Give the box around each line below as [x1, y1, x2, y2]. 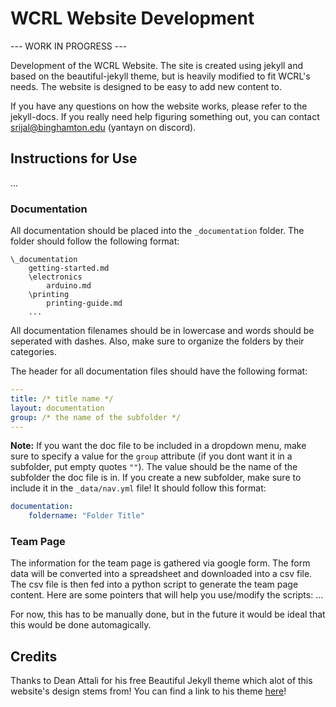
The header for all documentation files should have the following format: [10, 365, 308, 377]
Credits [10, 648, 58, 665]
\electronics [28, 272, 83, 282]
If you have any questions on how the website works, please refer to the [10, 100, 308, 112]
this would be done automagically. [10, 619, 152, 631]
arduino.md [46, 281, 92, 291]
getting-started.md [28, 263, 110, 274]
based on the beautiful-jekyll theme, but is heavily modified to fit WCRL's [10, 70, 311, 82]
